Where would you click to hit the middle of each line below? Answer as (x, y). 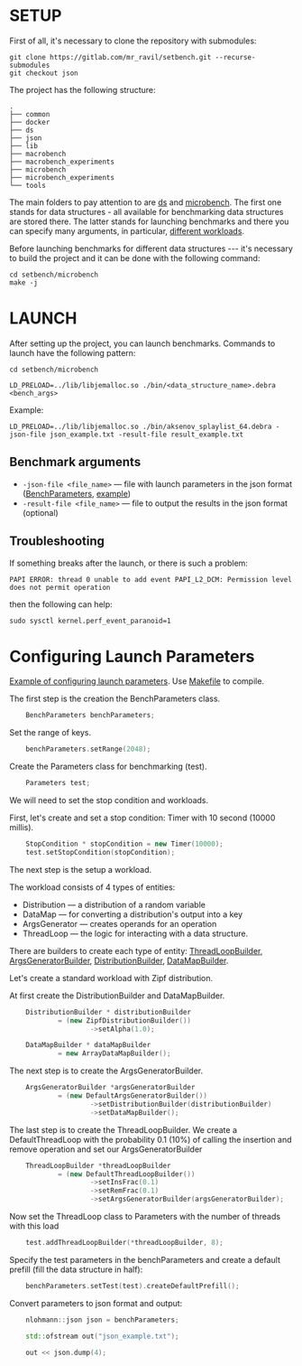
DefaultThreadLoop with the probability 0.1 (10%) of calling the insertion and (151, 1139)
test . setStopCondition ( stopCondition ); (101, 852)
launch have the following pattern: (73, 352)
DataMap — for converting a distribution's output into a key (133, 914)
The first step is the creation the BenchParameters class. (115, 699)
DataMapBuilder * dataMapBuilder (88, 1045)
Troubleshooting (57, 542)
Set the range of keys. (50, 733)
